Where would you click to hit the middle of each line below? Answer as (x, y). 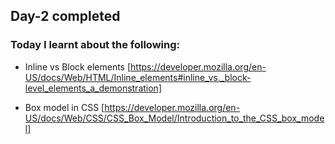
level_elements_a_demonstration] (93, 88)
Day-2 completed (65, 16)
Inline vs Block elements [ (78, 66)
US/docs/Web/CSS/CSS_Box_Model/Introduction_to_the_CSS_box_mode (174, 118)
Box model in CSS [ (64, 107)
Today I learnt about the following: (95, 45)
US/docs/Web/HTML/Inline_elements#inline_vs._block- (138, 77)
